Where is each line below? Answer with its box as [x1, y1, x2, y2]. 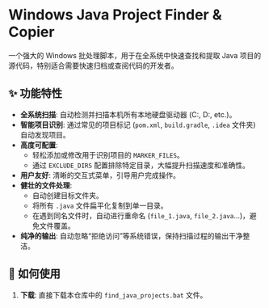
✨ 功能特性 [8, 86, 63, 100]
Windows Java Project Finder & [8, 6, 222, 24]
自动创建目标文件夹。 [32, 190, 103, 200]
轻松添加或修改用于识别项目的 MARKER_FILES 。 [32, 150, 184, 159]
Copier [8, 23, 55, 41]
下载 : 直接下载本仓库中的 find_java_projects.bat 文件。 [19, 289, 208, 300]
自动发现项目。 [19, 129, 70, 139]
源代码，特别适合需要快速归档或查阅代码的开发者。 [8, 61, 179, 70]
